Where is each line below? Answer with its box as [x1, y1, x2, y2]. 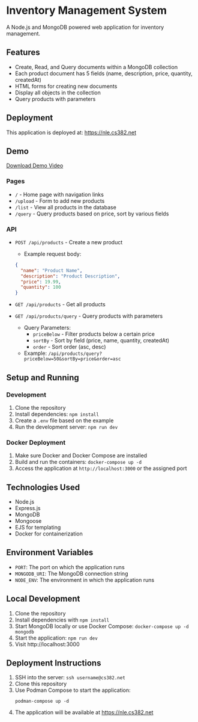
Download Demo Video [6, 162, 64, 169]
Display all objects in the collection [14, 88, 101, 96]
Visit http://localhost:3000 [14, 640, 80, 647]
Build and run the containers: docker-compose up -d [14, 458, 142, 466]
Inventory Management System [6, 4, 167, 17]
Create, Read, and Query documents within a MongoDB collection [14, 63, 178, 70]
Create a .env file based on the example [14, 416, 114, 424]
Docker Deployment [6, 438, 66, 446]
